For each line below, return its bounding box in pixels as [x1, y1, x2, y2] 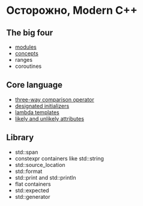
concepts [14, 50, 39, 57]
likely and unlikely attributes [14, 115, 84, 122]
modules [14, 43, 37, 50]
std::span [14, 148, 38, 156]
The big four [6, 28, 53, 38]
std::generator [14, 193, 50, 200]
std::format [14, 168, 43, 175]
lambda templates [14, 109, 59, 116]
